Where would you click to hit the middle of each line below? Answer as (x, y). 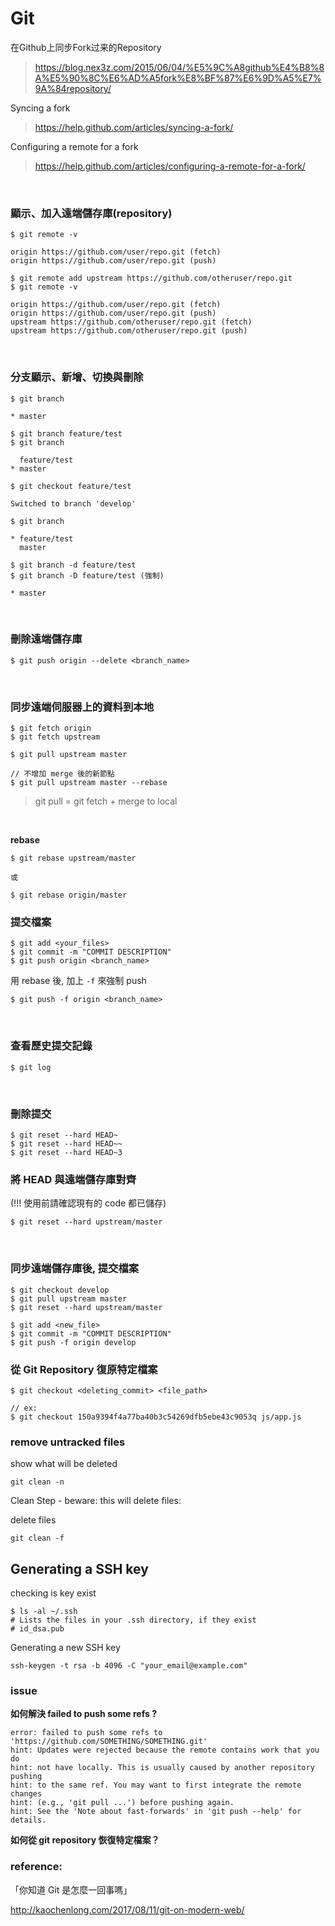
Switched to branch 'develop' (73, 503)
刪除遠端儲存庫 (46, 639)
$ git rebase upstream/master (73, 858)
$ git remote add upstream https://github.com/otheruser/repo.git (151, 278)
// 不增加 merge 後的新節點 (62, 774)
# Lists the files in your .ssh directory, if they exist (133, 1620)
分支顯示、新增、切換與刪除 (77, 377)
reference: (36, 1867)
